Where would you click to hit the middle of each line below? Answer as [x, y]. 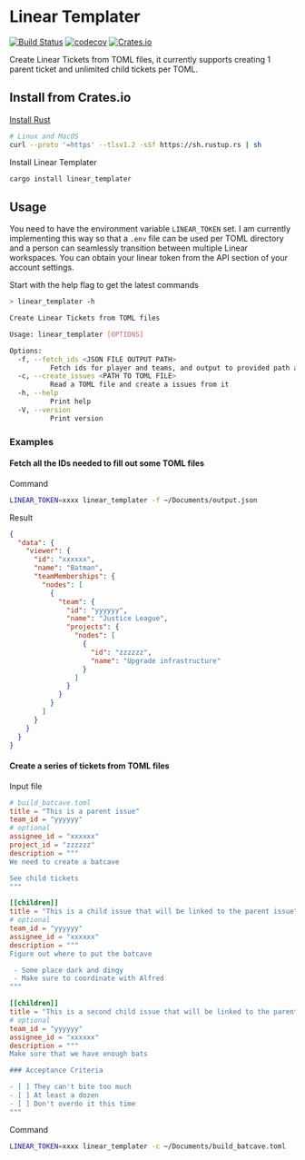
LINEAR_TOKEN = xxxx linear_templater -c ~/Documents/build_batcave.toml [148, 1146]
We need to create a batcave [64, 862]
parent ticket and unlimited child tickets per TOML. [104, 69]
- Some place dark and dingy [69, 970]
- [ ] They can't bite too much [70, 1087]
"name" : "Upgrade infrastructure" [156, 660]
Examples [32, 441]
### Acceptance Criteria [56, 1071]
